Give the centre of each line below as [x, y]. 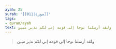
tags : [10, 18]
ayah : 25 [14, 9]
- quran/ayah [18, 23]
